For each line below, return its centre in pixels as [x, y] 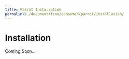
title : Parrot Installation [33, 9]
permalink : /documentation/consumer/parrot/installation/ [64, 14]
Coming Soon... [21, 51]
